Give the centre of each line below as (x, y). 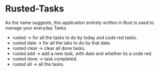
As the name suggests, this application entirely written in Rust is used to (79, 22)
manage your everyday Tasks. (36, 27)
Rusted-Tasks (35, 9)
